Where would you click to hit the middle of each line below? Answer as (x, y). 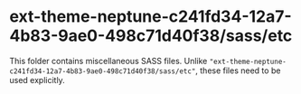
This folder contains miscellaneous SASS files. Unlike (108, 61)
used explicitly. (37, 80)
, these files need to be (238, 70)
